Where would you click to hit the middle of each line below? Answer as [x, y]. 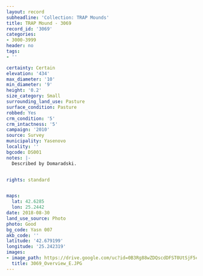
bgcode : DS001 [24, 152]
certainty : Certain [31, 68]
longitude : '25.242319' [36, 247]
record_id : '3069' [29, 29]
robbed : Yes [21, 113]
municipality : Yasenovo [36, 141]
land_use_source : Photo [36, 218]
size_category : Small [34, 96]
